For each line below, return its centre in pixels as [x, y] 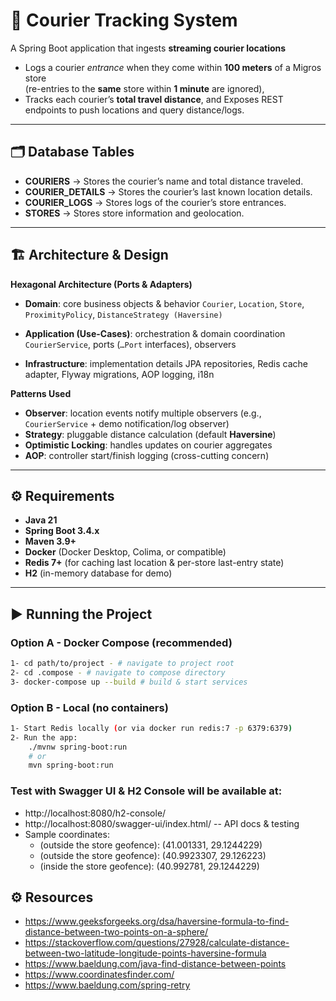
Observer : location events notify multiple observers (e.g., [143, 413]
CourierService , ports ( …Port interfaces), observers [130, 344]
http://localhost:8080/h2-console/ [95, 813]
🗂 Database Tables [72, 152]
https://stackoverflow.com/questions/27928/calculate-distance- [157, 943]
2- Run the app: [44, 737]
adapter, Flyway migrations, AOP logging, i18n [119, 374]
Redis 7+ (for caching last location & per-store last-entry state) [154, 563]
